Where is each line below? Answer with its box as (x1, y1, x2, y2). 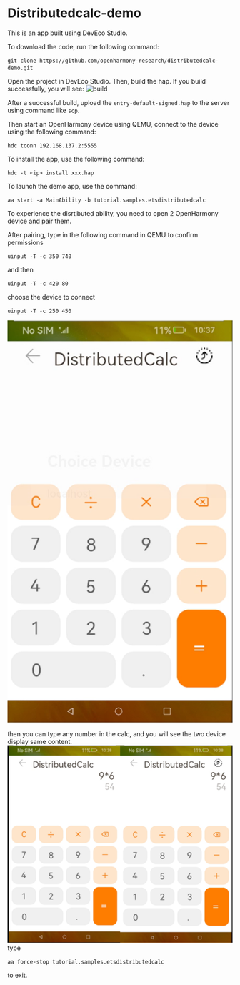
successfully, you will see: (7, 84, 84, 93)
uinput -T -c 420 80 (7, 280, 69, 287)
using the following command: (7, 127, 96, 136)
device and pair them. (7, 217, 71, 225)
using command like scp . (7, 106, 80, 114)
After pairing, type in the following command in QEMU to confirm (7, 230, 199, 239)
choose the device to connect (7, 292, 95, 301)
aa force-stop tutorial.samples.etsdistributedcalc (7, 958, 164, 966)
